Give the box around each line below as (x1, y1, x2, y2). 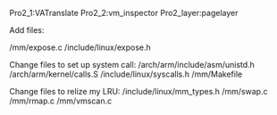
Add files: (9, 25, 45, 35)
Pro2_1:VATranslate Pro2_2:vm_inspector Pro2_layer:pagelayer (9, 8, 239, 18)
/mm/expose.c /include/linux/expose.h (9, 42, 152, 53)
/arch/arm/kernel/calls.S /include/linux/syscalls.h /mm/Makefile (9, 69, 243, 79)
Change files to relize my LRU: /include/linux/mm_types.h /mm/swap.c (9, 86, 268, 96)
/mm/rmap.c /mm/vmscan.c (9, 95, 113, 106)
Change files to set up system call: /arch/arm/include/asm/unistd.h (9, 60, 255, 70)
